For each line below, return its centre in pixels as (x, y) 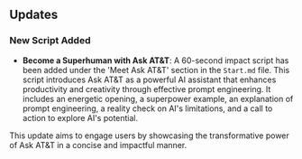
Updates (34, 15)
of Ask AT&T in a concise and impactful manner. (98, 145)
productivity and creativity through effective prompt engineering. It (146, 89)
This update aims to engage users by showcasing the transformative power (150, 136)
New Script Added (50, 41)
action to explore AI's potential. (80, 117)
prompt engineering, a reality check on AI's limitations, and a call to (147, 108)
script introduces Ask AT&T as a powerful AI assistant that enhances (149, 79)
